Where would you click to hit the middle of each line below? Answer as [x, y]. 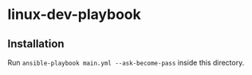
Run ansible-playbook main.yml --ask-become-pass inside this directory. [126, 62]
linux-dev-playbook [74, 15]
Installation [36, 44]
